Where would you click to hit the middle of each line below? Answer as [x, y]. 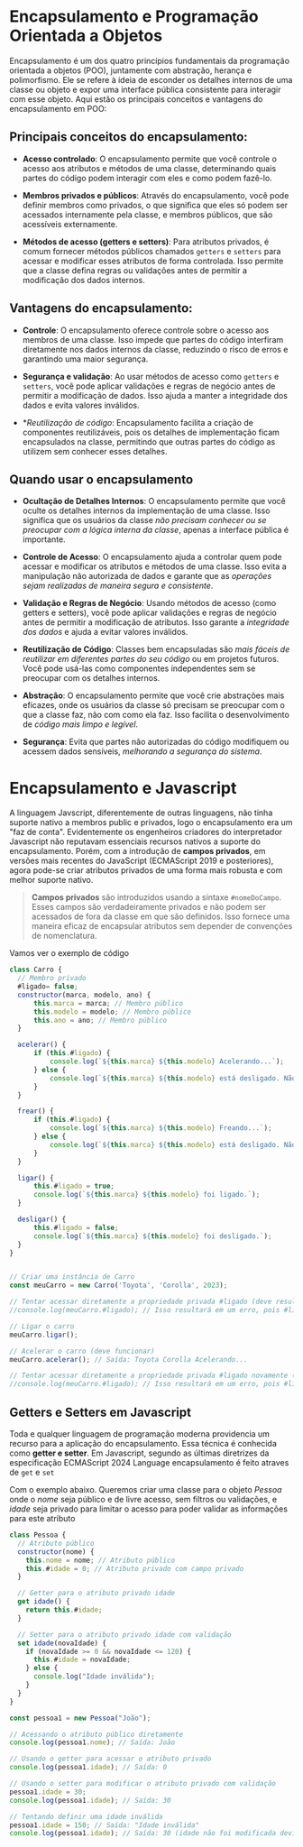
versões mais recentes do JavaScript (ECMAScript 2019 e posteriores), [142, 861]
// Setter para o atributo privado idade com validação [124, 1634]
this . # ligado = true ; [74, 1186]
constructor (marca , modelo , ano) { [84, 995]
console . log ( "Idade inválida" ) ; [94, 1677]
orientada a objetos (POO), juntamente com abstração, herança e [131, 70]
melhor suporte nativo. [51, 880]
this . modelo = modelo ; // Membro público [112, 1012]
